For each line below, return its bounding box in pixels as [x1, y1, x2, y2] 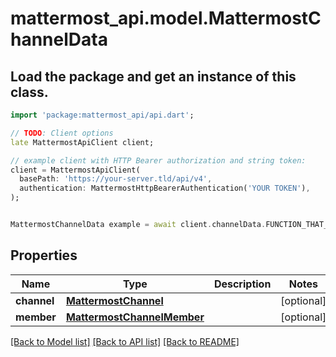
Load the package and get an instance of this [10, 68, 297, 85]
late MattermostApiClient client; [10, 137, 155, 147]
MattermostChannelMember [65, 310, 205, 324]
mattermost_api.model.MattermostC [10, 7, 322, 30]
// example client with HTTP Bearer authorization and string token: [10, 155, 307, 166]
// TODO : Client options [10, 128, 114, 138]
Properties [10, 247, 78, 264]
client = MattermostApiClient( [10, 165, 141, 175]
